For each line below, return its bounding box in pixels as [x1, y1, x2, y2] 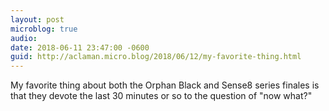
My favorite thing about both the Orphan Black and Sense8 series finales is [10, 79, 320, 91]
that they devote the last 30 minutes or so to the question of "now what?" [10, 90, 313, 102]
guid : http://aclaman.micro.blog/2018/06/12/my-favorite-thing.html [10, 52, 302, 62]
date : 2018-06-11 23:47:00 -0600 [10, 42, 150, 53]
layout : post [10, 14, 65, 25]
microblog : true [10, 24, 78, 34]
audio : [10, 33, 38, 43]
